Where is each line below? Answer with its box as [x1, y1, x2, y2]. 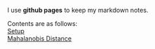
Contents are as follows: [7, 20, 77, 27]
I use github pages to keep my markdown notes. [7, 6, 149, 14]
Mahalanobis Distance [7, 34, 72, 43]
